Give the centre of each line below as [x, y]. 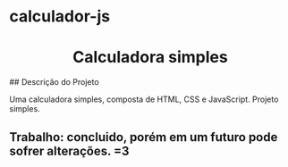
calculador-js [59, 17]
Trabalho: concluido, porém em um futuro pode [144, 137]
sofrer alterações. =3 [69, 150]
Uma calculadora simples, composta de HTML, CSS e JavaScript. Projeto [144, 99]
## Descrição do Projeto [55, 82]
